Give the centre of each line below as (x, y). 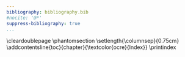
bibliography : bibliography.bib (47, 12)
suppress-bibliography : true (43, 23)
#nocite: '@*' (24, 18)
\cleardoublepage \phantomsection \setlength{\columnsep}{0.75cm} (93, 41)
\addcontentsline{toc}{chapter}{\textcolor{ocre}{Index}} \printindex (91, 47)
